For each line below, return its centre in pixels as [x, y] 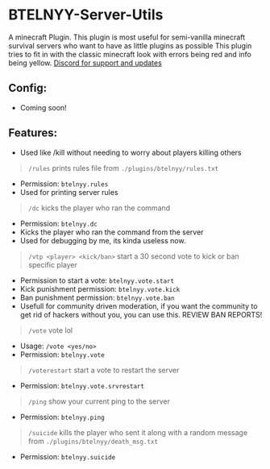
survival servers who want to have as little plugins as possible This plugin [130, 45]
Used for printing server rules [69, 192]
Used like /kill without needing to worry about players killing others [131, 152]
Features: [33, 133]
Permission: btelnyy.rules [64, 184]
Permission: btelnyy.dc [59, 223]
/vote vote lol [50, 330]
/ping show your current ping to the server [99, 401]
